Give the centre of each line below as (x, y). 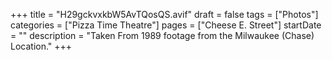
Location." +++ (41, 46)
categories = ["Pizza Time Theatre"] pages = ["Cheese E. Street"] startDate (166, 25)
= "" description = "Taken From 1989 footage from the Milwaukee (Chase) (162, 35)
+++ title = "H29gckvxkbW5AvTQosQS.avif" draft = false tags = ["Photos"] (164, 14)
